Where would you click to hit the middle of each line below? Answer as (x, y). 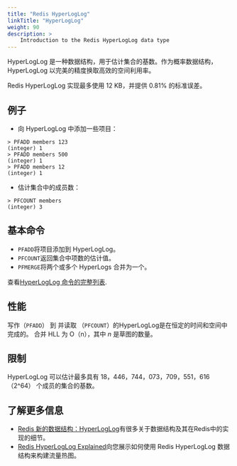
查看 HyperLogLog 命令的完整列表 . (57, 282)
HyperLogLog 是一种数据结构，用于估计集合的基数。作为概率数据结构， (112, 62)
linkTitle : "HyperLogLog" (45, 21)
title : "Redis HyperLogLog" (49, 14)
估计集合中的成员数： (49, 187)
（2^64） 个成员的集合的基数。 (53, 386)
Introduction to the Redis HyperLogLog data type (95, 41)
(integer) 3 (25, 207)
